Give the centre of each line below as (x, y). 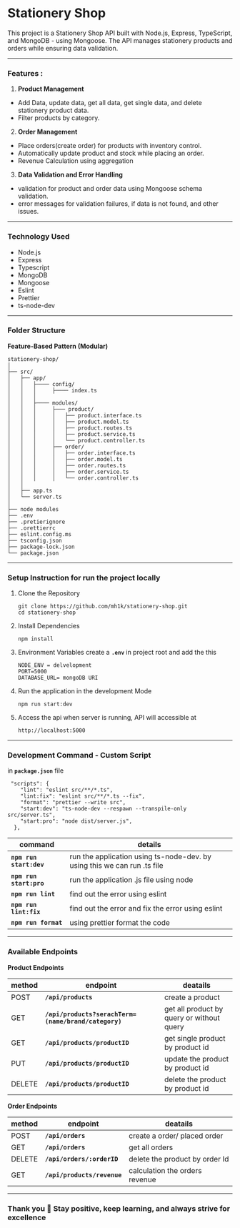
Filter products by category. (59, 118)
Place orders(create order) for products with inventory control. (110, 146)
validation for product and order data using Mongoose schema (110, 189)
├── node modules (33, 509)
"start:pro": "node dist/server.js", (76, 821)
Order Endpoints (32, 1106)
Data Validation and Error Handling (70, 175)
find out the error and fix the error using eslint (146, 908)
